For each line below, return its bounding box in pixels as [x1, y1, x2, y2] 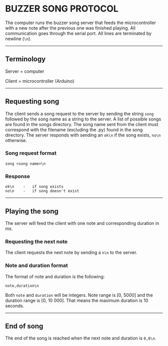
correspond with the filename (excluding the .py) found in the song [5, 127, 143, 133]
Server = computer [5, 68, 44, 74]
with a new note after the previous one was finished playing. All [5, 25, 136, 31]
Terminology [5, 55, 46, 63]
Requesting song [5, 97, 59, 106]
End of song [5, 322, 43, 330]
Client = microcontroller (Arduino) [5, 78, 74, 84]
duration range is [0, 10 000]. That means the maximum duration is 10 [5, 297, 148, 303]
